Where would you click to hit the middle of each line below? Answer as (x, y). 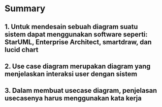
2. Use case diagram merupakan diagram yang (78, 66)
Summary (25, 9)
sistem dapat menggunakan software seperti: (76, 34)
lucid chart (22, 50)
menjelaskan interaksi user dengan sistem (71, 74)
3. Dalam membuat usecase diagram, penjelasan (81, 91)
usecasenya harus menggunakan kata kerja (73, 98)
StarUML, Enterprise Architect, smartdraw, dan (78, 42)
